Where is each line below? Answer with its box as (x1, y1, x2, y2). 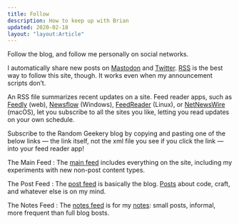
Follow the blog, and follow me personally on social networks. (7, 50, 189, 58)
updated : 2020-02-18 (7, 24, 69, 31)
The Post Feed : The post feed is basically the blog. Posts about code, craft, (7, 180, 230, 188)
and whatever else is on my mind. (7, 187, 106, 196)
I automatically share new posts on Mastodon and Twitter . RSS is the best (7, 63, 223, 72)
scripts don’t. (7, 79, 46, 88)
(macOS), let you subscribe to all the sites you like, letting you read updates (7, 108, 230, 116)
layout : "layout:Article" (7, 30, 84, 38)
